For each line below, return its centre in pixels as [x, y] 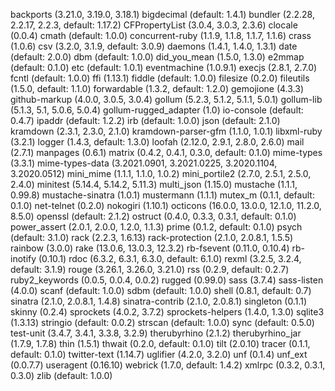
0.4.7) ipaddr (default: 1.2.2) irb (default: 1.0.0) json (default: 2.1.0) [145, 120]
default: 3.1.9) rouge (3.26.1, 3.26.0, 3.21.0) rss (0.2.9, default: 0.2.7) [150, 269]
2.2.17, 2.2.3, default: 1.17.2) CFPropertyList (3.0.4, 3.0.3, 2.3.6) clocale [154, 25]
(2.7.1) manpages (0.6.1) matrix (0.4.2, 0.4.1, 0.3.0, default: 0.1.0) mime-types [166, 152]
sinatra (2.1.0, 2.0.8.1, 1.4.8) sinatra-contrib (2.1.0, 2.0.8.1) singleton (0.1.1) [159, 301]
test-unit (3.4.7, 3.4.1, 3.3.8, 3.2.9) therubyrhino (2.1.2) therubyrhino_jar [156, 333]
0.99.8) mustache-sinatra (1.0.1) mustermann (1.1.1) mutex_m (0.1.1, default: [162, 195]
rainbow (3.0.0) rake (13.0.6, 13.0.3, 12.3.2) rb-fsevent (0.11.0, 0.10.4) [150, 248]
